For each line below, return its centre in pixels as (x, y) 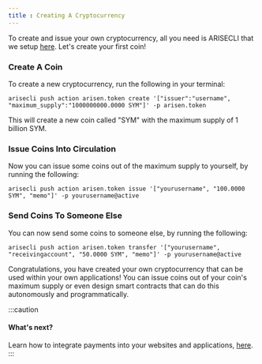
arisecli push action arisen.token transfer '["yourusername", (114, 247)
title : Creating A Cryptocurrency (67, 15)
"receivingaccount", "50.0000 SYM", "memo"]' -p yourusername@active (125, 254)
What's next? (31, 328)
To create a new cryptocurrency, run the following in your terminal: (117, 84)
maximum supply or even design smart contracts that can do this (114, 286)
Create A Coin (36, 66)
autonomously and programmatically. (69, 294)
